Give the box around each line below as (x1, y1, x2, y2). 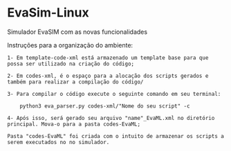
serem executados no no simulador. (7, 139, 110, 145)
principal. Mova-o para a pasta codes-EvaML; (7, 121, 140, 128)
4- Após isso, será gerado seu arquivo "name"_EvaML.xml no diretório (7, 114, 215, 121)
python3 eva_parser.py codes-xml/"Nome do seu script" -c (19, 102, 190, 110)
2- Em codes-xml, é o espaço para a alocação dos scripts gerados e (7, 72, 209, 79)
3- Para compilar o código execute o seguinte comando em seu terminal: (7, 90, 221, 97)
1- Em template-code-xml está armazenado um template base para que (7, 54, 209, 61)
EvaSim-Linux (7, 5, 89, 21)
